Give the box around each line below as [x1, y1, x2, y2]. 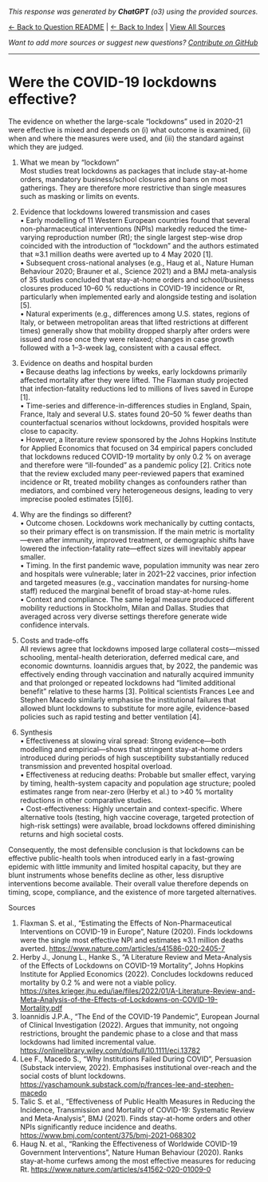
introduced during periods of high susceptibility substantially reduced [19, 753, 250, 762]
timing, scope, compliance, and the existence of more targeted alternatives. [8, 887, 257, 897]
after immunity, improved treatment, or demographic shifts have [45, 535, 255, 544]
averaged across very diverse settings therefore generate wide [19, 611, 227, 621]
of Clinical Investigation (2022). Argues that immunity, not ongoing [19, 1020, 239, 1029]
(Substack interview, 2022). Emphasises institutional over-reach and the [19, 1062, 257, 1072]
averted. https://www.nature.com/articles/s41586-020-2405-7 [19, 943, 226, 953]
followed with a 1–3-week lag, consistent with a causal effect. [19, 343, 222, 352]
